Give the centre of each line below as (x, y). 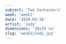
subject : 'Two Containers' (34, 10)
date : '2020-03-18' (26, 19)
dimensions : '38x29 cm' (30, 29)
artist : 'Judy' (21, 24)
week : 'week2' (20, 15)
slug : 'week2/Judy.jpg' (30, 33)
